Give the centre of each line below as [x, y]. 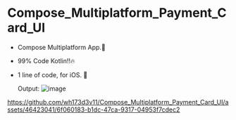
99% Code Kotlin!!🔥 [46, 60]
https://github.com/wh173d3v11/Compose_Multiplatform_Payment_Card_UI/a [118, 102]
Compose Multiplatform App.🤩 [61, 47]
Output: [29, 88]
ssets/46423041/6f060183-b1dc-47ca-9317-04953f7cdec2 [94, 109]
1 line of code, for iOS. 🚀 [52, 74]
